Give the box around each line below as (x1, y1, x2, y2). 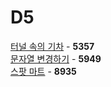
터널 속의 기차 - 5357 (10, 40, 95, 52)
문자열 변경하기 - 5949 (10, 52, 102, 65)
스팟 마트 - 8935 (10, 65, 77, 77)
